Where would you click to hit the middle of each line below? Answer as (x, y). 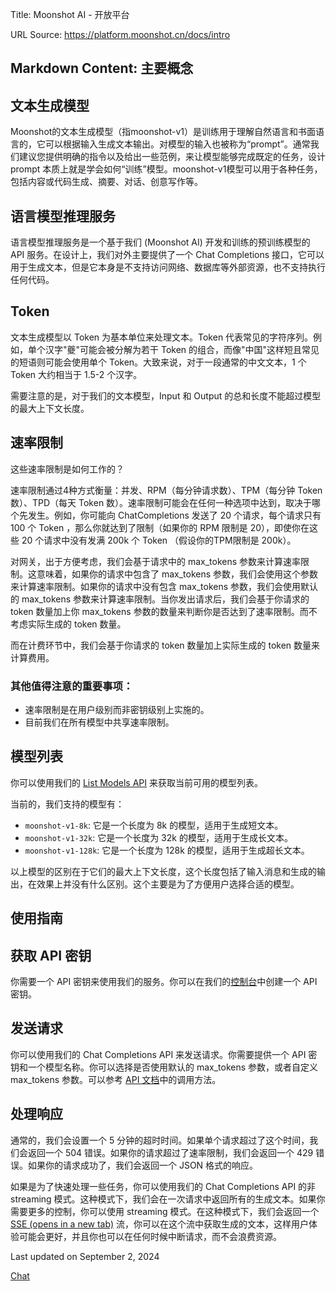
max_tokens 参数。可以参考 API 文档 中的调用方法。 (116, 1079)
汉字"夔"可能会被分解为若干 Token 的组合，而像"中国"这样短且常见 (182, 349)
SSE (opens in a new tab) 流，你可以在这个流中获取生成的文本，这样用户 (159, 1224)
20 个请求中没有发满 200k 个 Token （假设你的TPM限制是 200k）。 (159, 540)
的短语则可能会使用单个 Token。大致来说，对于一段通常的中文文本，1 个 (158, 362)
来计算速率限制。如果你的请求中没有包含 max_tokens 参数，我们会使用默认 (164, 586)
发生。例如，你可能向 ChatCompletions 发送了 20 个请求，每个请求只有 (174, 515)
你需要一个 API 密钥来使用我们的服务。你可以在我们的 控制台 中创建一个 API (164, 981)
